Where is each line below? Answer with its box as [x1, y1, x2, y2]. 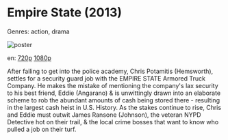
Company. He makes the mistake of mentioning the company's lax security [7, 81, 219, 89]
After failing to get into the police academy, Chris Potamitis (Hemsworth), [7, 67, 214, 75]
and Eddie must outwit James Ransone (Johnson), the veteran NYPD [7, 111, 201, 119]
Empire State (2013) [7, 5, 122, 20]
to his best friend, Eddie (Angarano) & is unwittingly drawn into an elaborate [7, 89, 221, 97]
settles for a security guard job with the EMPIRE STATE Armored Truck [7, 74, 205, 83]
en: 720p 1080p [7, 53, 51, 62]
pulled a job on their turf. [7, 125, 77, 133]
